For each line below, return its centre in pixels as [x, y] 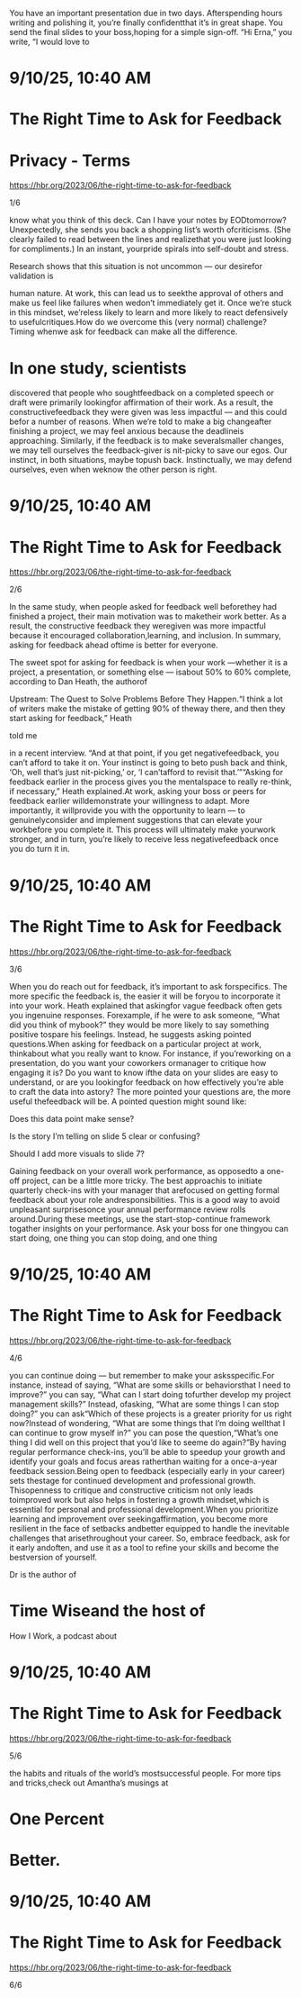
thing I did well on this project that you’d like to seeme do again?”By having [148, 1442]
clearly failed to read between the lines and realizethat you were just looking [150, 240]
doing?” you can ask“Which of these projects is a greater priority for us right [150, 1414]
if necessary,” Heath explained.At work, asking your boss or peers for [138, 791]
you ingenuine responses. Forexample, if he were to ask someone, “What [145, 1015]
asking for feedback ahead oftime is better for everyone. [114, 645]
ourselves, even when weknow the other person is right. [113, 470]
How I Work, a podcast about [63, 1636]
